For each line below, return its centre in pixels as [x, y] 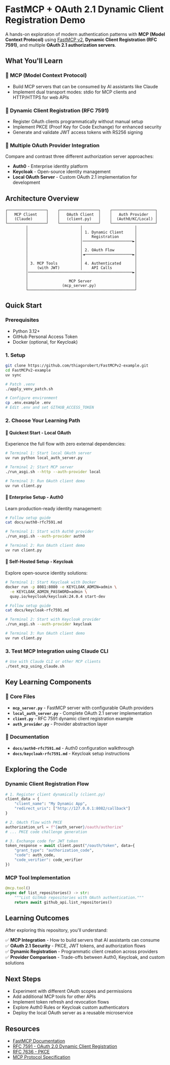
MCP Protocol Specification [41, 1057]
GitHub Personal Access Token [45, 337]
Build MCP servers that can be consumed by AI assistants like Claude [85, 86]
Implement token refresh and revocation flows [61, 1002]
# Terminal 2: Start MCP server [39, 467]
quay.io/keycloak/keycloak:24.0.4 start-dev [58, 596]
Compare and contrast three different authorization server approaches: [79, 156]
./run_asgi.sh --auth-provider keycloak [49, 624]
